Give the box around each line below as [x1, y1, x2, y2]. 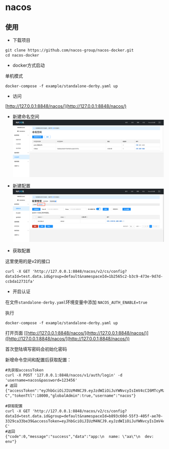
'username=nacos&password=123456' [5, 378, 78, 383]
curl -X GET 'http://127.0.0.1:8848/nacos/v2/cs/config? [5, 269, 127, 274]
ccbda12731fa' [5, 279, 35, 284]
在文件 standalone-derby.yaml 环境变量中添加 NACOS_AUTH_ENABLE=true [5, 299, 147, 305]
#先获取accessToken [5, 367, 44, 372]
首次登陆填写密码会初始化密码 [5, 346, 67, 352]
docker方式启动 [12, 62, 45, 68]
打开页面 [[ [5, 330, 28, 336]
